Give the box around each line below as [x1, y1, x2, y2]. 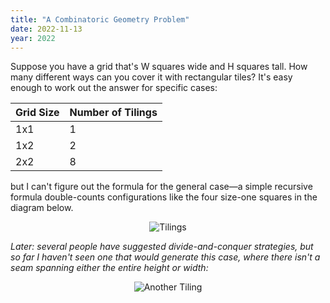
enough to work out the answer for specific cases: [10, 82, 218, 94]
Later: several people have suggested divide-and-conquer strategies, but [10, 241, 314, 253]
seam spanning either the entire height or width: [10, 262, 209, 274]
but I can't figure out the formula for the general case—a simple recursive [10, 181, 313, 193]
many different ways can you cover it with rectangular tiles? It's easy [10, 71, 293, 83]
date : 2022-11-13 [10, 24, 83, 34]
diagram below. [10, 202, 74, 214]
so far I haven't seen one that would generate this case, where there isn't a [10, 251, 321, 263]
